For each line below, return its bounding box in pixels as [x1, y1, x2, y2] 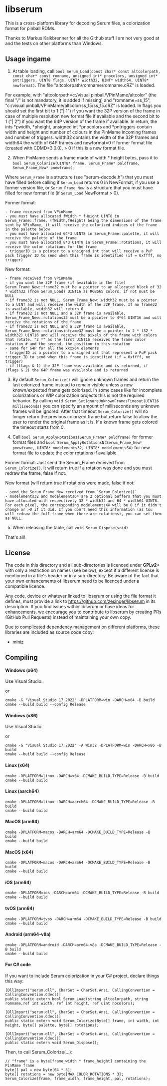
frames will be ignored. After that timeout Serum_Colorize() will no [12, 408, 149, 414]
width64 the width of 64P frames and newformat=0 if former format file [5, 139, 153, 145]
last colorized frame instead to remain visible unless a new [12, 381, 133, 388]
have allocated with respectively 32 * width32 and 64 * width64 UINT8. [5, 498, 160, 503]
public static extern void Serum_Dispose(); [5, 1040, 99, 1045]
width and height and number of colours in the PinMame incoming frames [5, 129, 157, 135]
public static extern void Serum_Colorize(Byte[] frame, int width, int [5, 1018, 160, 1023]
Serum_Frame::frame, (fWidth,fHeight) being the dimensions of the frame [5, 218, 162, 223]
